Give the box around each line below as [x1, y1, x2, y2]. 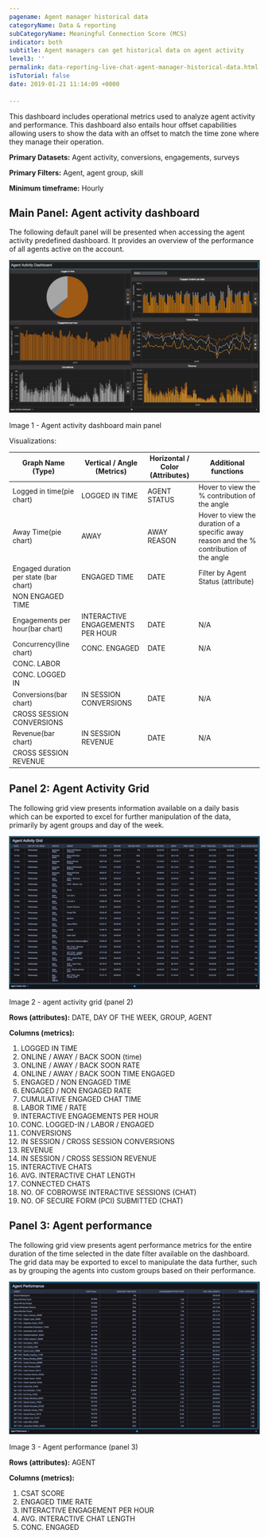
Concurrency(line [12, 639, 70, 649]
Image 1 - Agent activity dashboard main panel [9, 420, 162, 430]
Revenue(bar [12, 729, 55, 738]
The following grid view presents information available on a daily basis [9, 803, 239, 812]
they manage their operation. [9, 136, 104, 147]
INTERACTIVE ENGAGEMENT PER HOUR [20, 1505, 154, 1515]
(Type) [32, 466, 55, 476]
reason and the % [198, 535, 257, 545]
